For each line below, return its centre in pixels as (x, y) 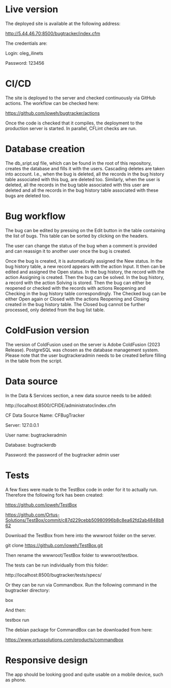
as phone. (16, 680)
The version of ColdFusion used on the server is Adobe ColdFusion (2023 (83, 344)
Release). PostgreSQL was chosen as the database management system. (82, 350)
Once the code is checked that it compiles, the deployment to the (74, 123)
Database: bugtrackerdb (31, 445)
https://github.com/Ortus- (32, 515)
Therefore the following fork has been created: (54, 495)
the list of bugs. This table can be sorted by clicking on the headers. (77, 236)
